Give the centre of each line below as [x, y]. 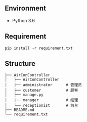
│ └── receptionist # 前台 [41, 106]
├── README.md [20, 110]
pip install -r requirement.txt [39, 48]
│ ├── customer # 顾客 [41, 91]
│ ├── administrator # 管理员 [43, 85]
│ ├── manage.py [24, 95]
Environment [26, 8]
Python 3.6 [23, 20]
